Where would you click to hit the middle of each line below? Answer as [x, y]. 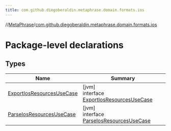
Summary [123, 78]
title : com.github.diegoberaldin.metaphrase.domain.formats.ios [75, 10]
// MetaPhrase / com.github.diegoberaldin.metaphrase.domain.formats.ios [81, 24]
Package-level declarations [64, 45]
